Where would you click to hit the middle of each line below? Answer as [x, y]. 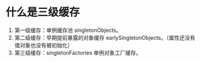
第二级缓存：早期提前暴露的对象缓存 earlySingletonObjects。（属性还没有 [105, 37]
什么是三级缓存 [43, 12]
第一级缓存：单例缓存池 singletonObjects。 [68, 30]
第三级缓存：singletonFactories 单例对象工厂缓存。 [78, 52]
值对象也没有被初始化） [43, 45]
